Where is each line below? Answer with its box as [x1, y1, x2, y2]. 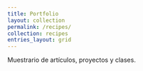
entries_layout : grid [7, 37, 72, 44]
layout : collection [7, 17, 65, 24]
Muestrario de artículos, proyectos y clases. [7, 56, 137, 64]
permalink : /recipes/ [7, 23, 72, 30]
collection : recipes [7, 30, 69, 37]
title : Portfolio [7, 10, 59, 18]
